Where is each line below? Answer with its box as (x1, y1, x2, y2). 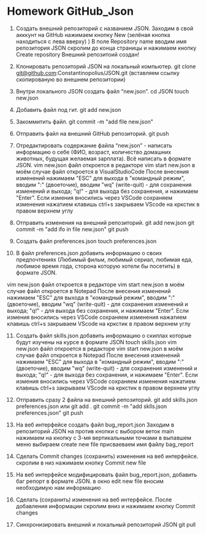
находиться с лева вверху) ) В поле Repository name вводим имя (15, 37, 187, 45)
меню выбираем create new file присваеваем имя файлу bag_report (15, 441, 194, 448)
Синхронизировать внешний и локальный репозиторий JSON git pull (15, 520, 196, 528)
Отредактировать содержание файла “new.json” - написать (15, 141, 172, 149)
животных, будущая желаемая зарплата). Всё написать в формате (15, 155, 192, 162)
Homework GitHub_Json (7, 4, 134, 18)
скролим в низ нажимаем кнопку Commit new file (15, 459, 147, 466)
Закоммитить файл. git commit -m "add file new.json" (15, 118, 154, 125)
